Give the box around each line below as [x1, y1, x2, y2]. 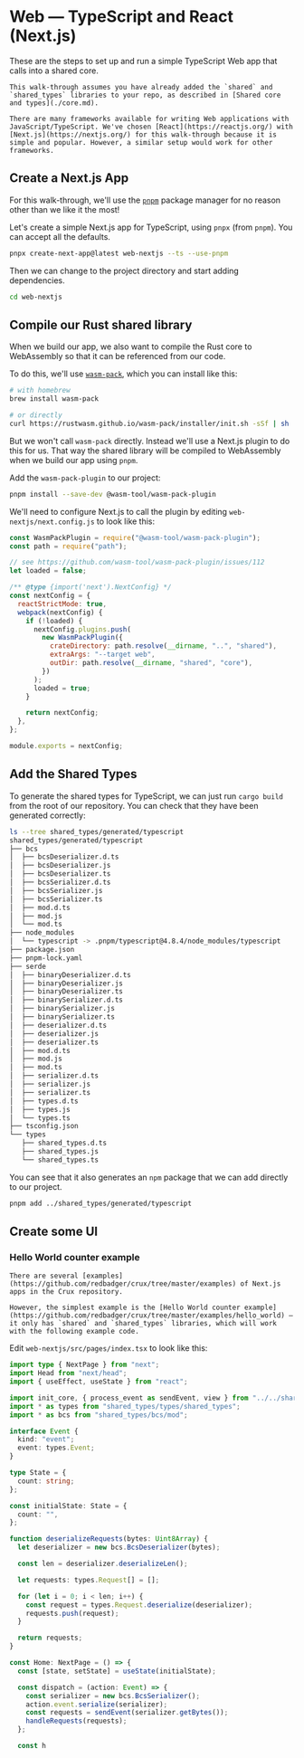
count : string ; [17, 1477, 75, 1486]
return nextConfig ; [25, 708, 100, 717]
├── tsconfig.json [9, 1122, 79, 1131]
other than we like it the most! [9, 204, 120, 214]
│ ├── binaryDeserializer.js [9, 979, 124, 988]
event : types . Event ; [17, 1443, 95, 1453]
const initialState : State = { [9, 1501, 128, 1510]
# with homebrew [9, 386, 71, 395]
